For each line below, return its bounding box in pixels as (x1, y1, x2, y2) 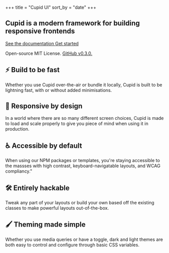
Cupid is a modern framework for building (5, 19, 140, 27)
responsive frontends (5, 27, 75, 36)
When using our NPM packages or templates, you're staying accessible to (5, 157, 160, 164)
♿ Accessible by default (5, 141, 82, 150)
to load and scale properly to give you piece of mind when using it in (5, 120, 149, 126)
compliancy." (5, 168, 32, 174)
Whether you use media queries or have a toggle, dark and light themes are (5, 236, 163, 242)
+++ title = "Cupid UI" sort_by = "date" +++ (5, 5, 96, 10)
